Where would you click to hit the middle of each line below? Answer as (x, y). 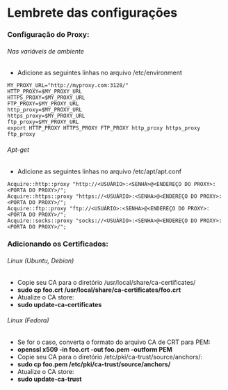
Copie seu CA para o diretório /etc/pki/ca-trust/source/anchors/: (110, 357)
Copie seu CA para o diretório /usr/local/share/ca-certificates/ (106, 282)
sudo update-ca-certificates (59, 304)
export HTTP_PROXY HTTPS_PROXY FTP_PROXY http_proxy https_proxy (104, 128)
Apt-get (18, 149)
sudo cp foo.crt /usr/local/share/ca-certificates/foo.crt (99, 290)
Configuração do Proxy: (48, 35)
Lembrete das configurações (92, 13)
